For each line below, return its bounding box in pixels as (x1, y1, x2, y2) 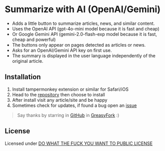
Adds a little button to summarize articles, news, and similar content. (12, 20, 155, 26)
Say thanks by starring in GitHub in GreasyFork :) (17, 112, 119, 118)
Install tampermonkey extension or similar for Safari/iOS (12, 86, 129, 92)
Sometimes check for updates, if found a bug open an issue (12, 102, 137, 108)
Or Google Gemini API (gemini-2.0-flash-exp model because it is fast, (12, 31, 157, 37)
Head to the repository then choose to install (12, 91, 105, 97)
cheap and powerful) (12, 36, 56, 43)
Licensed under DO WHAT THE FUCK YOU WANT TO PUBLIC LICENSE (5, 140, 153, 146)
